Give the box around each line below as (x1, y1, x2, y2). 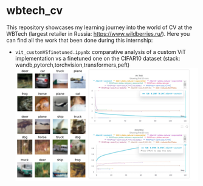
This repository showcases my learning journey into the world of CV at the (6, 24, 193, 31)
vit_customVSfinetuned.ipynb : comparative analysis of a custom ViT (15, 48, 187, 55)
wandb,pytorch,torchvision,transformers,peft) (15, 61, 130, 68)
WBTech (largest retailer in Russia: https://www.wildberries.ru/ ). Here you (6, 30, 190, 37)
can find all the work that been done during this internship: (6, 36, 153, 44)
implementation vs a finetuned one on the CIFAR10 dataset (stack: (15, 55, 181, 62)
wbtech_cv (6, 4, 63, 18)
